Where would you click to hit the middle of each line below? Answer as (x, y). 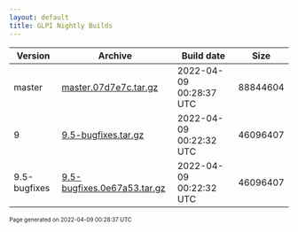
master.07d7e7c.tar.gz (110, 87)
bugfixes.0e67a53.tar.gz (114, 188)
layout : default (39, 17)
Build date (204, 56)
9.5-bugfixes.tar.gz (103, 135)
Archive (115, 56)
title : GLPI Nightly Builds (61, 26)
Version (33, 56)
